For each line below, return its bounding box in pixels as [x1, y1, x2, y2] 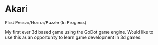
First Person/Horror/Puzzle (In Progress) [5, 20, 87, 25]
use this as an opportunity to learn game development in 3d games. [5, 34, 142, 40]
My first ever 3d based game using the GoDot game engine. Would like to [5, 29, 154, 35]
